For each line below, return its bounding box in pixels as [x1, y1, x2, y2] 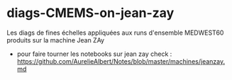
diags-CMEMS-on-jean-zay [6, 5, 175, 21]
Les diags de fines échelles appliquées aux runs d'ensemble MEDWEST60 [6, 28, 224, 37]
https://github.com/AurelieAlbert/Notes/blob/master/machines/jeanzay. [16, 57, 225, 65]
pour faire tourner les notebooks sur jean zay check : [16, 50, 172, 58]
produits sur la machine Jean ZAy [6, 35, 104, 44]
